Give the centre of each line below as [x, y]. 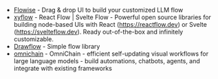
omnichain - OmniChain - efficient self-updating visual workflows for [111, 54]
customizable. [33, 39]
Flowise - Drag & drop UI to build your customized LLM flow [98, 10]
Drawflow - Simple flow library [57, 46]
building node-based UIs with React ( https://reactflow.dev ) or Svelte [110, 24]
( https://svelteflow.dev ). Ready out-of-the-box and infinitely [98, 32]
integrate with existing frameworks [63, 68]
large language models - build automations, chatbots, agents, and [107, 61]
